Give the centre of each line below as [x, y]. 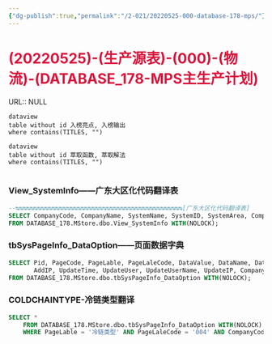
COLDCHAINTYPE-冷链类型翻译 [72, 300]
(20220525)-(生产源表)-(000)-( [116, 58]
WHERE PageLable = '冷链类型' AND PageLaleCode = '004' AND [124, 333]
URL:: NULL [28, 101]
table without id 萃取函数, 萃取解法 [67, 155]
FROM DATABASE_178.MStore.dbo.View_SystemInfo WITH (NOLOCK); [114, 223]
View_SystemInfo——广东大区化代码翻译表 [93, 191]
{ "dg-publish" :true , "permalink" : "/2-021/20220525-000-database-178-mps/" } [137, 16]
